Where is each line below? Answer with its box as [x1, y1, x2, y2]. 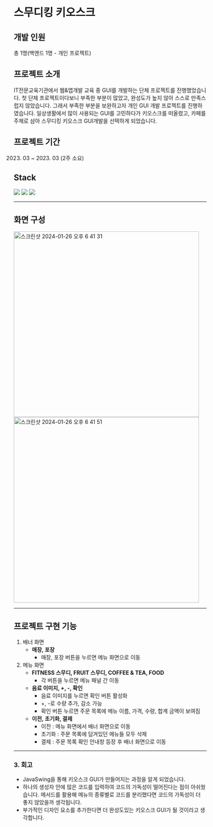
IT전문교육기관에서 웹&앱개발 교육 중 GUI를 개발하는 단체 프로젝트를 [13, 87, 176, 94]
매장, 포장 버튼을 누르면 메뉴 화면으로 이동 [40, 654, 141, 661]
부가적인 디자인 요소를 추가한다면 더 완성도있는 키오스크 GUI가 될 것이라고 [22, 806, 199, 814]
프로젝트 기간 [13, 137, 61, 147]
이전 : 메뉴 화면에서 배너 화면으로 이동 [40, 723, 131, 730]
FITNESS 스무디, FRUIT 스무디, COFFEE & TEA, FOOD [31, 669, 165, 677]
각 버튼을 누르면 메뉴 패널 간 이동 [40, 677, 119, 684]
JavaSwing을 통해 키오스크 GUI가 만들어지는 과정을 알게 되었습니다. [22, 775, 186, 783]
